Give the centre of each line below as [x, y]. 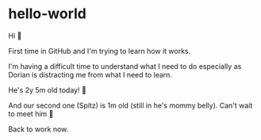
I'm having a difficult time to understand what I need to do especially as [125, 66]
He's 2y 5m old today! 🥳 [48, 90]
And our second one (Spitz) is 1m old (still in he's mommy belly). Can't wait [130, 105]
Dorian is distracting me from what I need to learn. [90, 74]
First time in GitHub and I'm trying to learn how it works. [100, 51]
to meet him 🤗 [31, 114]
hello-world [48, 14]
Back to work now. [38, 129]
